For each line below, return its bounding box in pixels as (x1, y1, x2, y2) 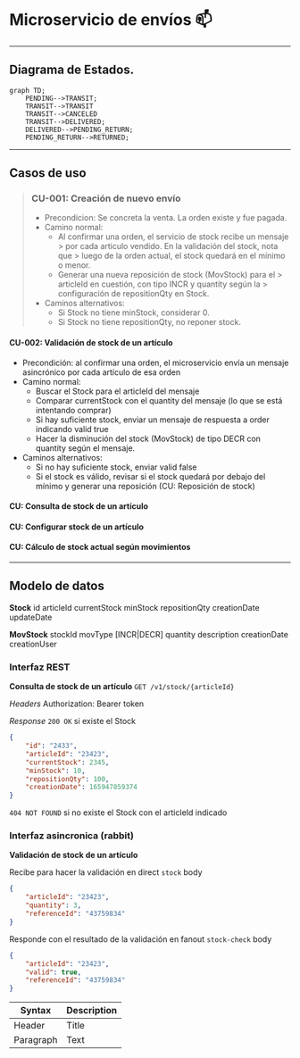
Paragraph (13, 1034, 58, 1046)
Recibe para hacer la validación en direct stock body (9, 867, 203, 878)
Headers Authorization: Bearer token (9, 698, 145, 709)
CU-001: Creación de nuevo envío (30, 192, 181, 204)
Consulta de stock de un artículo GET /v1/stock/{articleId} (9, 681, 235, 692)
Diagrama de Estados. (9, 62, 135, 78)
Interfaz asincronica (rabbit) (9, 829, 134, 842)
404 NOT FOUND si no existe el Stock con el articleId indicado (9, 807, 228, 818)
